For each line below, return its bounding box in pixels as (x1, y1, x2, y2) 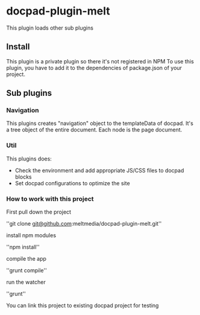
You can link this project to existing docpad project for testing (6, 302, 159, 309)
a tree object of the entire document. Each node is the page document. (6, 126, 183, 133)
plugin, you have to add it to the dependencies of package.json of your (6, 64, 183, 71)
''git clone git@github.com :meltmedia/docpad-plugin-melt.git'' (6, 220, 162, 227)
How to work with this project (6, 194, 95, 203)
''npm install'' (6, 243, 40, 251)
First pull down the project (6, 208, 71, 215)
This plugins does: (6, 155, 52, 162)
